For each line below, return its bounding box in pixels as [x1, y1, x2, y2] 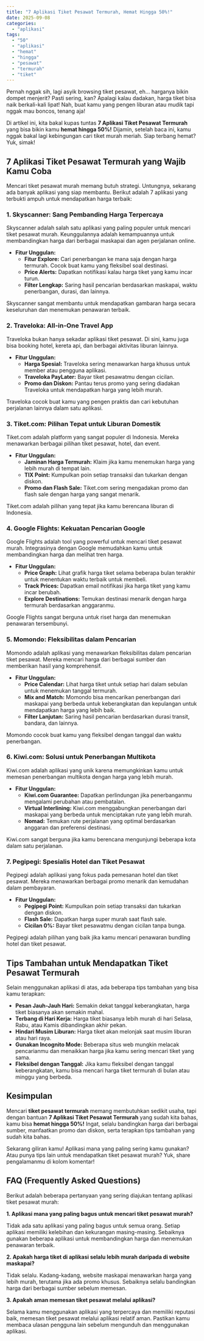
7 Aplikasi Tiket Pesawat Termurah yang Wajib [6, 156, 186, 167]
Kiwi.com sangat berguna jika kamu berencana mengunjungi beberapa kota [6, 835, 196, 843]
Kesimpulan [6, 1091, 53, 1101]
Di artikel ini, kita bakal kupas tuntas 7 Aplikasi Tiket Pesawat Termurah [6, 120, 188, 127]
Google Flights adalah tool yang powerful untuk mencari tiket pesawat [6, 538, 182, 545]
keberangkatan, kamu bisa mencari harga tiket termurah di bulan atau [15, 1066, 190, 1074]
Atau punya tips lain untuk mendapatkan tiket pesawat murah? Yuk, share [6, 1151, 191, 1159]
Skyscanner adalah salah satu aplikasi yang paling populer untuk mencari [6, 224, 191, 232]
